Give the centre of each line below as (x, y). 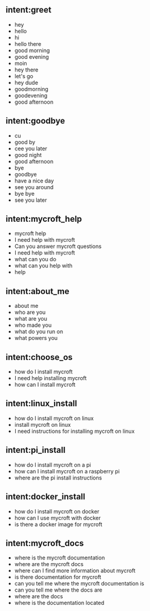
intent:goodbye (35, 121)
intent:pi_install (36, 450)
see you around (34, 187)
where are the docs (39, 596)
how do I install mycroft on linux (54, 418)
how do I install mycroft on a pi (53, 465)
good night (28, 155)
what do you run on (39, 332)
